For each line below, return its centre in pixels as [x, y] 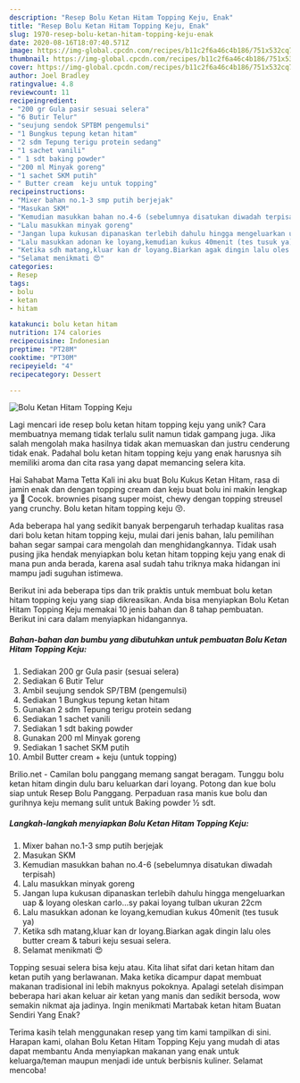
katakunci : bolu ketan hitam [63, 324]
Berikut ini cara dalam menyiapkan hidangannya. [99, 619]
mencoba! [28, 1070]
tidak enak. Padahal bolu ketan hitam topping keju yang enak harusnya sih [146, 453]
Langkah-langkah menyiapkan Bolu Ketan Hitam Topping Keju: [129, 823]
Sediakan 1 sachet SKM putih [75, 748]
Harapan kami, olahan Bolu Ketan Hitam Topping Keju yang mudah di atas [145, 1042]
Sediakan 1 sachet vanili [66, 719]
